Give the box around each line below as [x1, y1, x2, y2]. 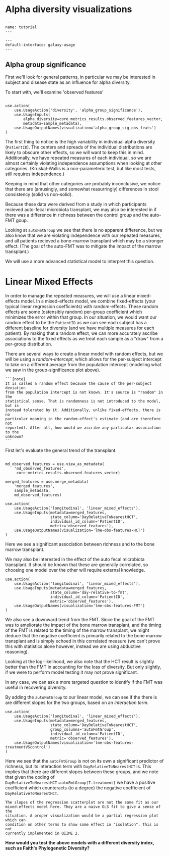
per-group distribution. [5, 341, 52, 347]
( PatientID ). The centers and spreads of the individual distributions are [5, 144, 152, 150]
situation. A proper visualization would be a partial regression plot [5, 813, 158, 818]
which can [5, 817, 26, 823]
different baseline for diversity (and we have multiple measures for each [5, 325, 154, 331]
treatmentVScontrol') [5, 744, 51, 749]
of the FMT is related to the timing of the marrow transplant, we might [5, 627, 149, 633]
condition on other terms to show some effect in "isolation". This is [5, 822, 158, 827]
